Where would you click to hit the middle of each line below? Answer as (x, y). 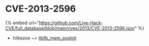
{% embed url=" (22, 23)
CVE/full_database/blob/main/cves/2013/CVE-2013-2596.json (70, 28)
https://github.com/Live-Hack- (71, 23)
